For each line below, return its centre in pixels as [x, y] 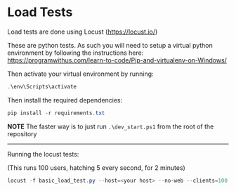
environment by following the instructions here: [76, 53]
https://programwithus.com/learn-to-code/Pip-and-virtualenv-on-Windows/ [117, 60]
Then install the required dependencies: [65, 100]
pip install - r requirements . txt [56, 113]
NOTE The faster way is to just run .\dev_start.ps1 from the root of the [111, 126]
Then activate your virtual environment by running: [80, 74]
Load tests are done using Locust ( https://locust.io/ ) [83, 32]
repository [22, 133]
